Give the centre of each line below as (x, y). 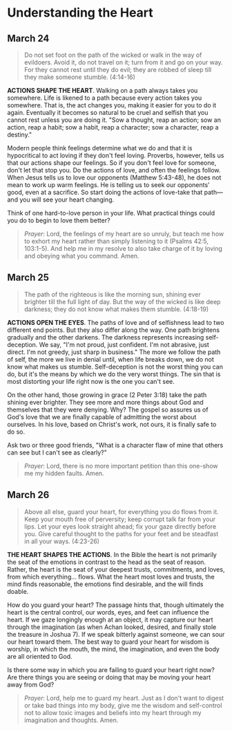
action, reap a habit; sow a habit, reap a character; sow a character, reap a (113, 127)
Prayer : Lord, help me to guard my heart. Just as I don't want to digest (124, 698)
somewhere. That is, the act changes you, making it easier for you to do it (112, 105)
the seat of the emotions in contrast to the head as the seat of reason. (106, 562)
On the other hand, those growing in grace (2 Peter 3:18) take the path (107, 395)
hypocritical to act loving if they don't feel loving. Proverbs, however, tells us (116, 155)
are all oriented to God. (40, 656)
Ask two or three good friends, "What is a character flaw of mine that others (115, 445)
